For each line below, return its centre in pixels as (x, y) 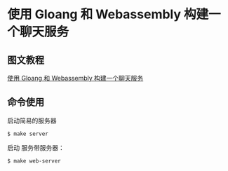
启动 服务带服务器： (36, 147)
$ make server (28, 134)
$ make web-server (34, 161)
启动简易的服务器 (32, 121)
